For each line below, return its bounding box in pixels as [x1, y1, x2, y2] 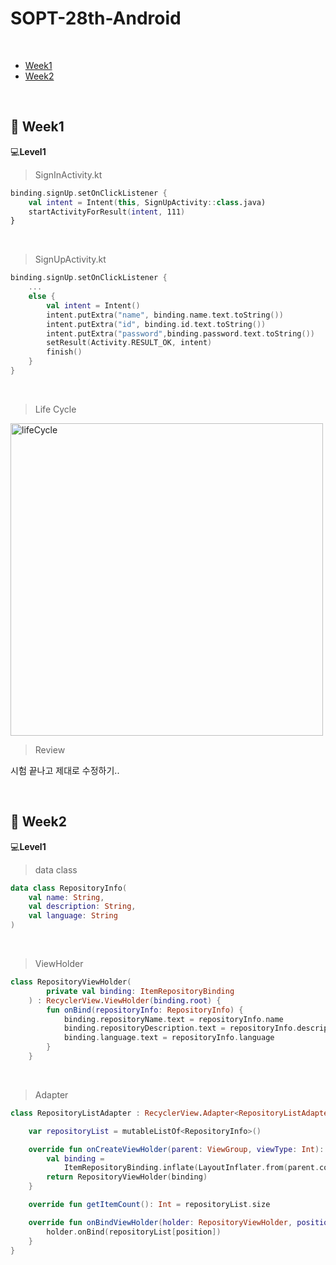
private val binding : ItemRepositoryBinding [46, 986, 235, 996]
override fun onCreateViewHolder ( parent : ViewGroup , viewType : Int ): [28, 1144, 325, 1154]
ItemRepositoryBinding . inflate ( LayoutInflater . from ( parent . [63, 1163, 320, 1173]
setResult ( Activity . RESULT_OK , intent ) [46, 338, 213, 348]
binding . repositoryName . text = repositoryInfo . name [63, 1014, 284, 1024]
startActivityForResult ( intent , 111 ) [28, 207, 186, 217]
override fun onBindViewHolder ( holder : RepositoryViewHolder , [28, 1217, 293, 1227]
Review [34, 743, 66, 756]
